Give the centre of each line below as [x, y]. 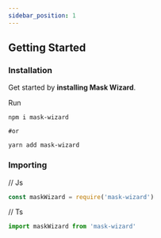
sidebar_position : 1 [42, 15]
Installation [31, 70]
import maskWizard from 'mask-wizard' [72, 227]
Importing [28, 165]
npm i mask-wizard [38, 117]
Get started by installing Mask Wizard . [72, 87]
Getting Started [47, 48]
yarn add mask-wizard [44, 145]
